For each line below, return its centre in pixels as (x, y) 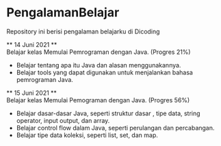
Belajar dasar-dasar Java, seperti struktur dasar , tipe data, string (108, 113)
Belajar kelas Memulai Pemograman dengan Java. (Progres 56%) (98, 100)
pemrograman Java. (44, 79)
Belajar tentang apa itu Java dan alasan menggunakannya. (99, 65)
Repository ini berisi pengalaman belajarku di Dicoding (83, 31)
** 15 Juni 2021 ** (32, 93)
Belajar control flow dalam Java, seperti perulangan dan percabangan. (115, 128)
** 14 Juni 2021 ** (32, 44)
